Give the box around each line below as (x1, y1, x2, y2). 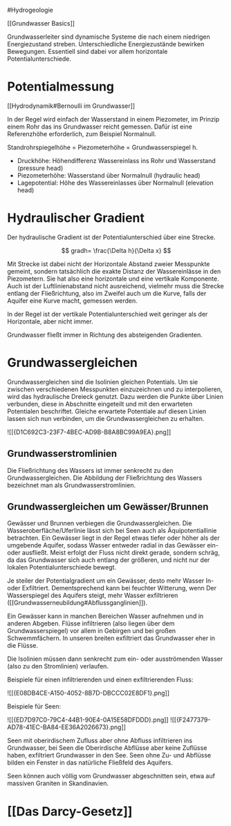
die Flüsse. (7, 641, 38, 650)
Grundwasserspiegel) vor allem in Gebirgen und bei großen (7, 627, 176, 635)
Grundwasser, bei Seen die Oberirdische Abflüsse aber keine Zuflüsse (7, 744, 207, 752)
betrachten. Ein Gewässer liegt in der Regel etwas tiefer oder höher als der (7, 534, 220, 542)
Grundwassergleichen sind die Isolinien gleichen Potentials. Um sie (7, 377, 198, 386)
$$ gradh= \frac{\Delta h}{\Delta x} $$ (61, 246, 172, 254)
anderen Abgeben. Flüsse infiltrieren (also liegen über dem (7, 619, 175, 628)
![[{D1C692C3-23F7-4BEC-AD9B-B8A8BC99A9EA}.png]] (7, 428, 172, 436)
